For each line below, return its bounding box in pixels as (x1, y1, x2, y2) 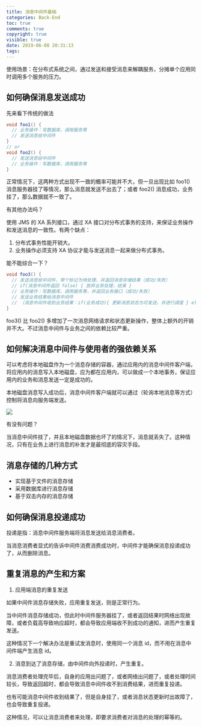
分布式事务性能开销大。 (14, 239, 73, 246)
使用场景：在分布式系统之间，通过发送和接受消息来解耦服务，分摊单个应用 (6, 65, 191, 72)
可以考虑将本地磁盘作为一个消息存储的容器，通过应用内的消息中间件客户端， (6, 361, 196, 368)
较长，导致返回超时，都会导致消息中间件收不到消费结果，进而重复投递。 (6, 680, 185, 687)
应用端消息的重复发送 (14, 586, 68, 593)
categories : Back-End (6, 14, 61, 21)
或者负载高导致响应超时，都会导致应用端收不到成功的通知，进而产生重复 (16, 619, 196, 626)
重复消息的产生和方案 (6, 568, 85, 579)
